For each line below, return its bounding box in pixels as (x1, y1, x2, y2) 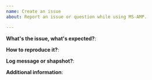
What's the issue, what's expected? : (6, 35, 97, 42)
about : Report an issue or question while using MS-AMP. (6, 14, 147, 20)
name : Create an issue (6, 8, 61, 14)
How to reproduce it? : (6, 46, 59, 53)
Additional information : (6, 68, 63, 75)
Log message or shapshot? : (6, 57, 75, 64)
